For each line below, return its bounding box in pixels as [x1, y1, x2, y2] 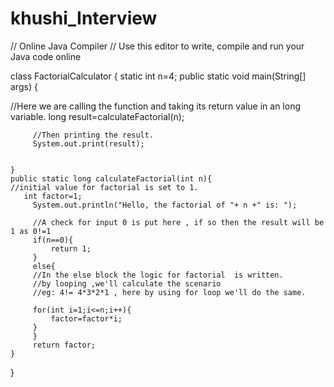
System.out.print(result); [32, 138, 145, 149]
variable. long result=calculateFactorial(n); [10, 110, 185, 122]
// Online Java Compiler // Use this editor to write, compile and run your [10, 40, 305, 52]
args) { [10, 80, 38, 92]
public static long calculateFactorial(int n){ [10, 173, 213, 184]
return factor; [32, 340, 97, 350]
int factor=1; [23, 191, 83, 201]
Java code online [10, 50, 82, 62]
